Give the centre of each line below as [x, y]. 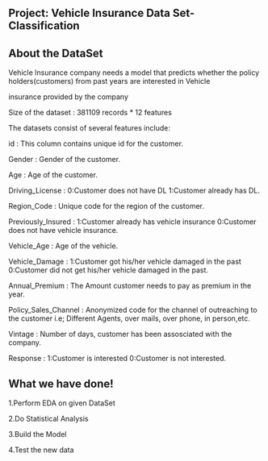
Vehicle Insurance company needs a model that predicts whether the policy [134, 73]
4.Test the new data [41, 450]
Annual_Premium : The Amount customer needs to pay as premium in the [130, 286]
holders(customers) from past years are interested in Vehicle [109, 81]
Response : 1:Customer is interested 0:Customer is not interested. [117, 359]
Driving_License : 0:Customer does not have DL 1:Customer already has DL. [134, 191]
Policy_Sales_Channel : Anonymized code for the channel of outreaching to [133, 310]
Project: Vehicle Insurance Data [90, 13]
